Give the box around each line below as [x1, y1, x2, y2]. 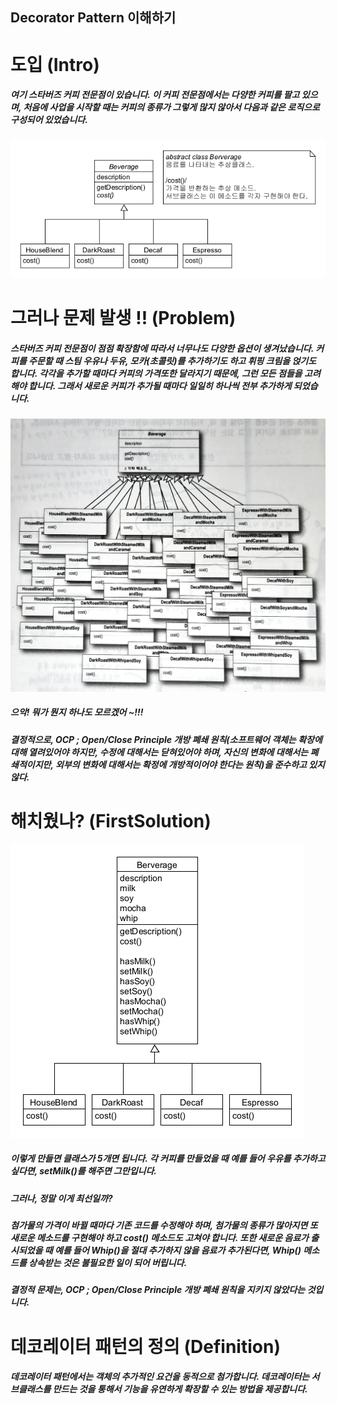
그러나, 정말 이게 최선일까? [10, 1192, 113, 1204]
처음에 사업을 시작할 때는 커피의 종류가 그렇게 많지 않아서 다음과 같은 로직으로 [23, 101, 320, 113]
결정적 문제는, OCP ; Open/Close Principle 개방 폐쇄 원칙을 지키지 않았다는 [10, 1284, 306, 1296]
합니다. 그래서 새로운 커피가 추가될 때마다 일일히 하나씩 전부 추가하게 [28, 379, 292, 392]
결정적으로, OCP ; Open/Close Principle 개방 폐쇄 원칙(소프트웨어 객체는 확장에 [10, 733, 323, 745]
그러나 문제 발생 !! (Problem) [10, 307, 237, 330]
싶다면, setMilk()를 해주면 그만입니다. [10, 1165, 157, 1177]
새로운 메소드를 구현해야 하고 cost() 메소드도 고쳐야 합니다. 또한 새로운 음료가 [10, 1232, 309, 1244]
